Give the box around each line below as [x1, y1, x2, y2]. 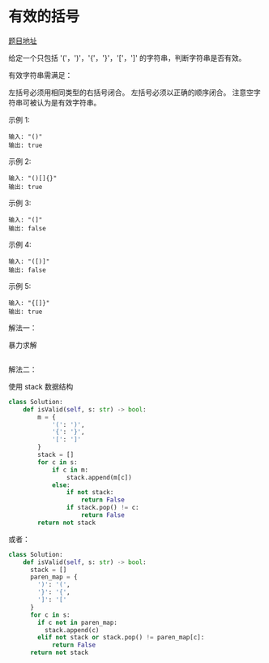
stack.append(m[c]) [66, 473, 132, 481]
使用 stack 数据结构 [8, 381, 74, 391]
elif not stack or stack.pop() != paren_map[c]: [37, 634, 205, 642]
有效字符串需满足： [8, 70, 73, 80]
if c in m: [51, 466, 89, 474]
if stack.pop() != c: [66, 504, 139, 512]
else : [51, 480, 70, 489]
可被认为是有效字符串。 [22, 97, 101, 107]
